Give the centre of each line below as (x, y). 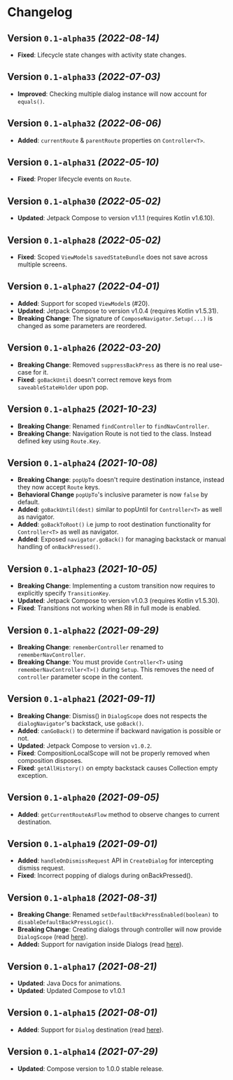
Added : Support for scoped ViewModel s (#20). (84, 303)
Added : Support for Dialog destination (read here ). (91, 1030)
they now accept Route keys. (58, 487)
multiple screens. (42, 264)
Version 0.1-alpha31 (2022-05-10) (83, 162)
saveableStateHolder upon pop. (63, 387)
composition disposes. (50, 760)
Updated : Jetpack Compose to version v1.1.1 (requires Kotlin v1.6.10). (116, 218)
